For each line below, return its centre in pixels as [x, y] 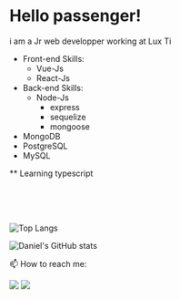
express [65, 107]
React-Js [53, 77]
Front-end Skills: [53, 58]
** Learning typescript [51, 173]
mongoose [70, 126]
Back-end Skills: [53, 88]
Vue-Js [50, 68]
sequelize [68, 117]
